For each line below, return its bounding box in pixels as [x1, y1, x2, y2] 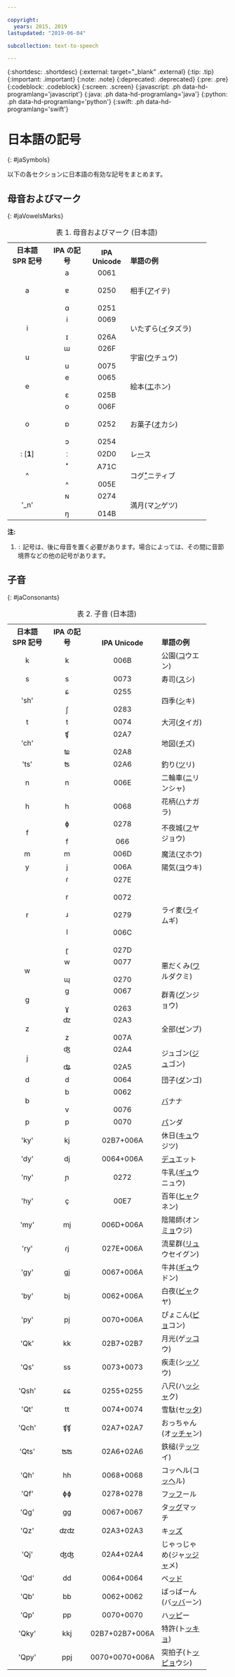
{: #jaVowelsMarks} [7, 212, 64, 220]
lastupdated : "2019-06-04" [7, 30, 86, 37]
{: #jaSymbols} [7, 155, 51, 164]
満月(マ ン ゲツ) [130, 501, 178, 510]
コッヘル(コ [161, 1465, 200, 1475]
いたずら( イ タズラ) [130, 324, 192, 333]
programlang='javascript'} [7, 90, 83, 98]
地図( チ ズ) [161, 738, 196, 748]
